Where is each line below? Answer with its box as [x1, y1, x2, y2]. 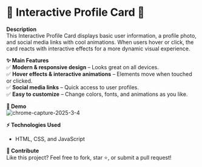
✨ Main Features [6, 56, 49, 64]
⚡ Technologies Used [6, 121, 61, 128]
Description [6, 26, 37, 33]
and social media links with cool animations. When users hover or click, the [6, 38, 194, 46]
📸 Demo [6, 103, 27, 110]
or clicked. [6, 77, 33, 84]
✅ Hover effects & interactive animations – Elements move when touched [6, 70, 192, 78]
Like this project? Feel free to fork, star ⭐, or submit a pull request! [6, 154, 172, 161]
